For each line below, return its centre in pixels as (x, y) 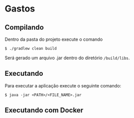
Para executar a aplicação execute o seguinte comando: (63, 85)
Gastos (20, 9)
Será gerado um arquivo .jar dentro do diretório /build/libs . (67, 58)
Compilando (24, 27)
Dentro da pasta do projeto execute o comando (54, 39)
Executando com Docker (44, 110)
